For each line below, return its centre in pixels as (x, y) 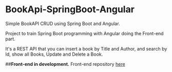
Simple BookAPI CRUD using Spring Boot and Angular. (63, 23)
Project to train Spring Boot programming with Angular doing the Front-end (84, 33)
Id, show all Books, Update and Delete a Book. (54, 54)
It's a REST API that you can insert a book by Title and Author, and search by (86, 49)
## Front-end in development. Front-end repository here (65, 64)
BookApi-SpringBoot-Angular (70, 9)
